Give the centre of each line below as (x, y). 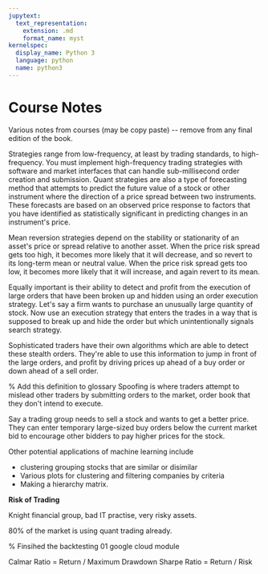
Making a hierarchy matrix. (64, 484)
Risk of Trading (34, 499)
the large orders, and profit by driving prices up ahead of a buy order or (127, 362)
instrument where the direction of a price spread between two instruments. (132, 196)
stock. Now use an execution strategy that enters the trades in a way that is (133, 313)
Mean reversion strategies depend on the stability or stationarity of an (124, 237)
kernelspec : (28, 46)
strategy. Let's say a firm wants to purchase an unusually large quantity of (131, 304)
